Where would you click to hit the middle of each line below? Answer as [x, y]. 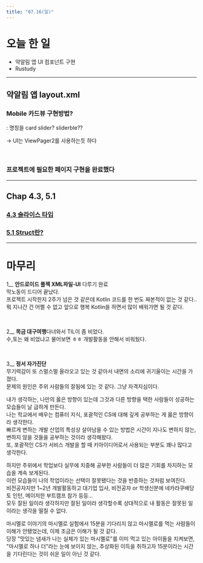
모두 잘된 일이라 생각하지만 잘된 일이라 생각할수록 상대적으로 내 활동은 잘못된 [97, 503]
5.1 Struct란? [25, 232]
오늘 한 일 [28, 44]
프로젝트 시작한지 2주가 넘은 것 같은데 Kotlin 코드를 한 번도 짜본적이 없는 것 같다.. [101, 299]
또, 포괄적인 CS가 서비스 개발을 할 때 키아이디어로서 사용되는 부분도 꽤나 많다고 [99, 445]
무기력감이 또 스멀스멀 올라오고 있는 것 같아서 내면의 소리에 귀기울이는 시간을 [97, 371]
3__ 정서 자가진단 [26, 364]
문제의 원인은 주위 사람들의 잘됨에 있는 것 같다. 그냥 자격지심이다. [83, 387]
